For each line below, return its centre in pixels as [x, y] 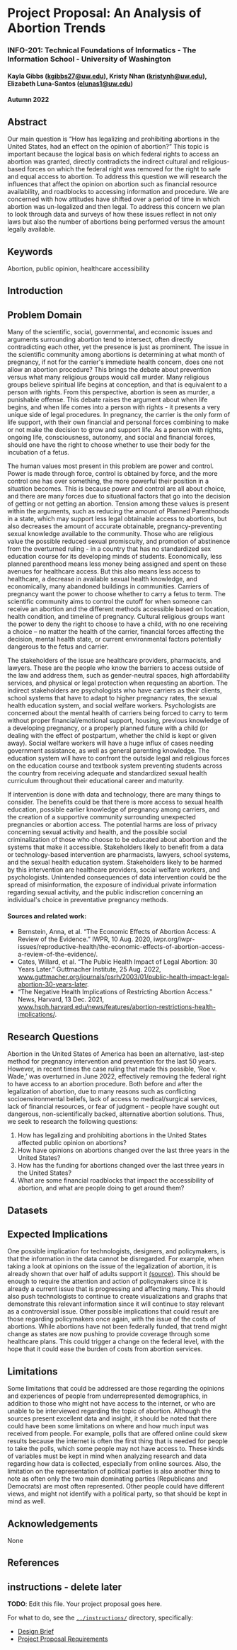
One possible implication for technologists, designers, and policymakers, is [116, 1251]
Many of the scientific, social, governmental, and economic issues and [110, 332]
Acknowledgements [53, 1524]
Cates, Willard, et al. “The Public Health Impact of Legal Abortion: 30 [117, 962]
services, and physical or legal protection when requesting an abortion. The [118, 683]
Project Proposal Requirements [63, 1639]
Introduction [35, 291]
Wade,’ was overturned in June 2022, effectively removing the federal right [117, 1076]
